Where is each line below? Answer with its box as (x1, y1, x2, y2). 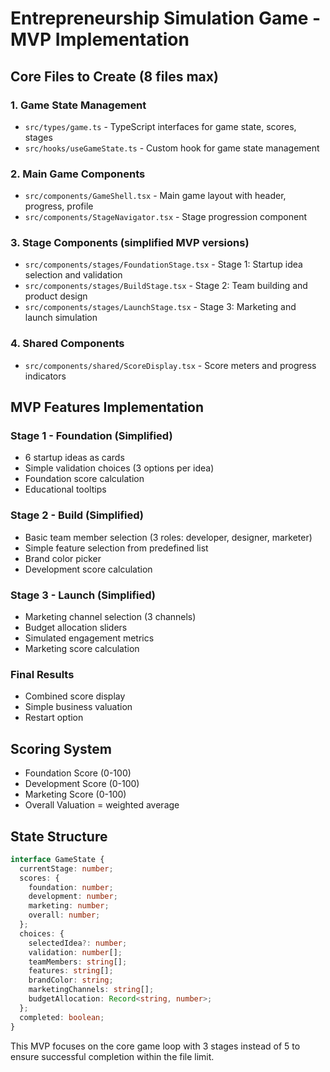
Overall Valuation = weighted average (24, 799, 180, 811)
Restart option (24, 712, 84, 724)
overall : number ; (28, 910, 101, 921)
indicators (24, 370, 67, 382)
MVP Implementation (10, 28, 190, 51)
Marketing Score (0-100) (24, 788, 127, 801)
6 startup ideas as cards (24, 452, 125, 464)
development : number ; (28, 892, 118, 902)
